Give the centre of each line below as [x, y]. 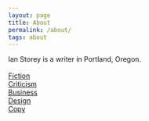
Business [23, 93]
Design [20, 101]
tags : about [27, 37]
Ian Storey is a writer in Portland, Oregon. [75, 59]
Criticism [23, 84]
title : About [29, 23]
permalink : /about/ [40, 30]
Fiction [19, 76]
